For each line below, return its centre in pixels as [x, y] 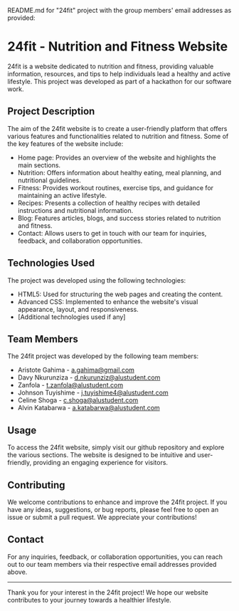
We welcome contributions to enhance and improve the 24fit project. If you [117, 502]
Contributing [36, 485]
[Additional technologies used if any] [71, 317]
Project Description [51, 111]
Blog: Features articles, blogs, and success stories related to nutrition [119, 218]
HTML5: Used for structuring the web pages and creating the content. [120, 294]
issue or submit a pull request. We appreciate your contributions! [102, 517]
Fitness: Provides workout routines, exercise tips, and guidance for [116, 187]
